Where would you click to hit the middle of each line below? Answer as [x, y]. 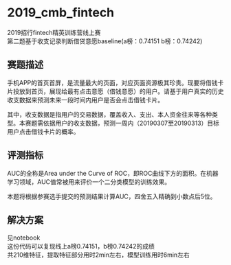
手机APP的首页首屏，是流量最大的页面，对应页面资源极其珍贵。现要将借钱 [112, 82]
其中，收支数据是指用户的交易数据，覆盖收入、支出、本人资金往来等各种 [109, 114]
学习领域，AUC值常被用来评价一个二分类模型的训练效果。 [89, 182]
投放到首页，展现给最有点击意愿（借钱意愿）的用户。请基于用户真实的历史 [118, 91]
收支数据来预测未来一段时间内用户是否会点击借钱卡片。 [85, 100]
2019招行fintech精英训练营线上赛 [54, 32]
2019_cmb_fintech [61, 13]
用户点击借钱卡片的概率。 [43, 131]
